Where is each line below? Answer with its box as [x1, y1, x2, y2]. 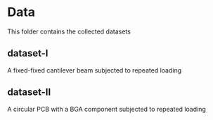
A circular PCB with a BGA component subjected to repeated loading [7, 105, 206, 113]
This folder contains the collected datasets [7, 27, 131, 36]
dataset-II [7, 87, 51, 98]
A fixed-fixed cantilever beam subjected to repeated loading [7, 66, 181, 74]
